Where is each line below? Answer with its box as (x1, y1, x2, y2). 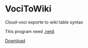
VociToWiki (5, 3, 52, 14)
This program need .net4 (5, 28, 55, 34)
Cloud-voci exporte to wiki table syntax (5, 19, 83, 25)
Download (5, 37, 26, 44)
